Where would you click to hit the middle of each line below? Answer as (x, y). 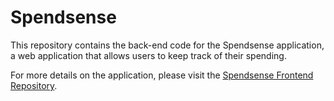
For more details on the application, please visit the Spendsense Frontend (162, 75)
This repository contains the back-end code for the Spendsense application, (167, 45)
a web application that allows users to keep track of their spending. (148, 55)
